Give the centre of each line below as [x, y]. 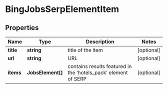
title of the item [85, 50]
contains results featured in [99, 66]
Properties [22, 28]
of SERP [77, 79]
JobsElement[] [45, 72]
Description [100, 42]
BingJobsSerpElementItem [62, 9]
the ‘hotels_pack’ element [97, 72]
